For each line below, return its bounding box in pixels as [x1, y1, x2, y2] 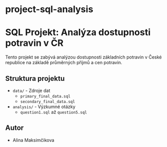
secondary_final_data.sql [20, 99, 75, 104]
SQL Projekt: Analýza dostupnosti [5, 27, 151, 38]
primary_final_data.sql [20, 93, 71, 99]
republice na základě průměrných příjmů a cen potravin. [5, 60, 123, 66]
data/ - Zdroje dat [12, 87, 51, 93]
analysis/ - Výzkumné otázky [12, 104, 76, 110]
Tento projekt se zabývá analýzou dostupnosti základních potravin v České [5, 54, 162, 60]
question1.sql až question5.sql [20, 109, 87, 115]
